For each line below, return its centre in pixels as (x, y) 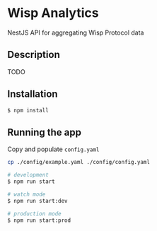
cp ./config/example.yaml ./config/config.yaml (79, 162)
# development (28, 175)
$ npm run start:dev (38, 201)
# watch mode (27, 194)
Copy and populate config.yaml (53, 149)
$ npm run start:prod (39, 220)
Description (34, 55)
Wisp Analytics (53, 13)
